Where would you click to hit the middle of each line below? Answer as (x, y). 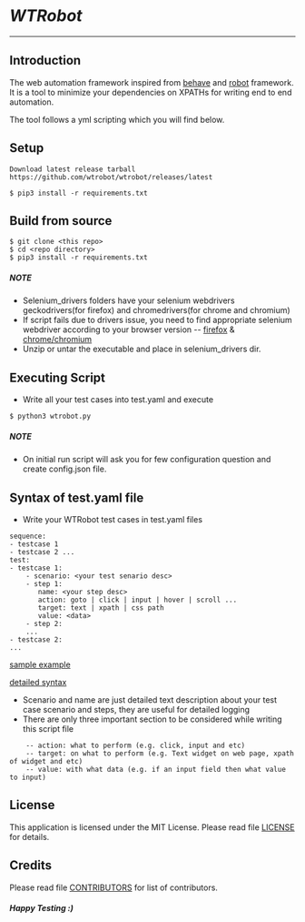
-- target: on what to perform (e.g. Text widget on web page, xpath (160, 753)
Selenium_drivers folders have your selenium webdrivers (128, 300)
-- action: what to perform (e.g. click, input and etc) (136, 745)
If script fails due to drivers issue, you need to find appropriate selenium (157, 320)
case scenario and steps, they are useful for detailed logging (136, 709)
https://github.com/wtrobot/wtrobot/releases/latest (111, 177)
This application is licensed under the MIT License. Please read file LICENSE (152, 827)
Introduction (45, 61)
